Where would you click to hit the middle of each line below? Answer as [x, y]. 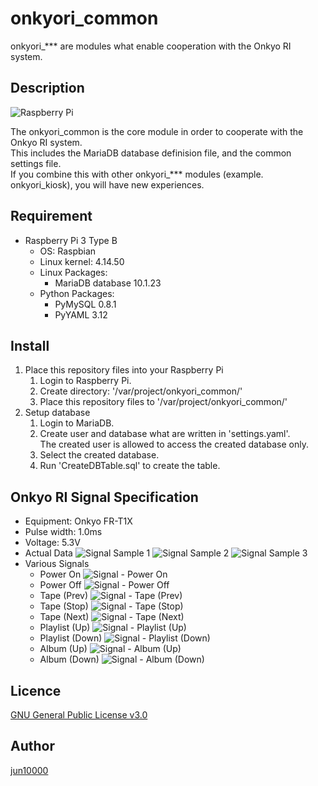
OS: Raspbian [68, 251]
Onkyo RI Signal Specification [104, 497]
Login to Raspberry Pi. [85, 381]
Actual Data [48, 553]
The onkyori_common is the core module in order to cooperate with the [157, 131]
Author [32, 746]
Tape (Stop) [64, 606]
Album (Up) [63, 649]
